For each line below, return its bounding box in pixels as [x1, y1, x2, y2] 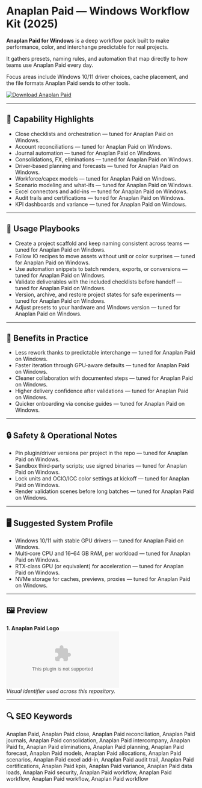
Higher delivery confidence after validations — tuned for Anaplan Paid [14, 387, 189, 395]
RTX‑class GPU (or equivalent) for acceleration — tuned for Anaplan [14, 563, 184, 569]
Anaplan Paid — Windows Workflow [6, 4, 190, 18]
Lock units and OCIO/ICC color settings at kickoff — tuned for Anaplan [14, 475, 189, 482]
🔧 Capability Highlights [6, 114, 94, 125]
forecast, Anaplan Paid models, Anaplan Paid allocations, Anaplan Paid [6, 749, 182, 757]
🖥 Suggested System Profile [6, 518, 113, 528]
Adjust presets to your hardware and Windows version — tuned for [14, 303, 181, 311]
